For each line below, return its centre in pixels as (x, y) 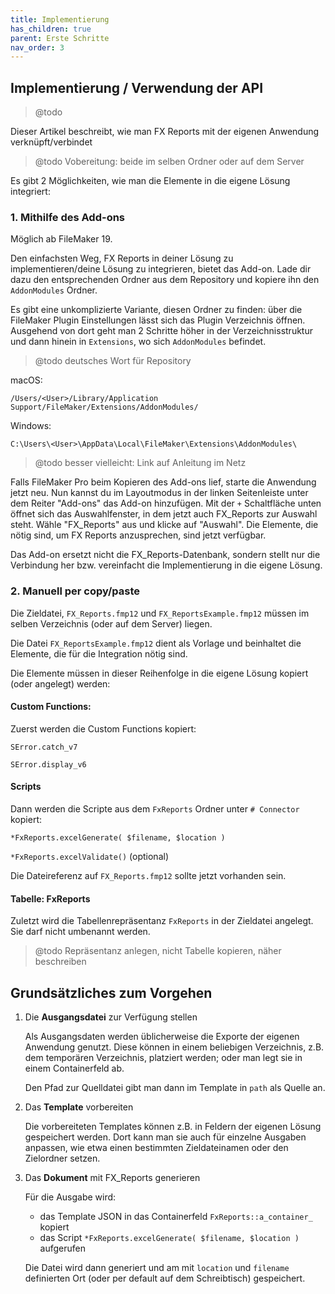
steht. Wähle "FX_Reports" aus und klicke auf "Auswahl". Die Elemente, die (164, 525)
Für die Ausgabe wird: (70, 1197)
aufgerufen (63, 1248)
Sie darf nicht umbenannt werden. (80, 932)
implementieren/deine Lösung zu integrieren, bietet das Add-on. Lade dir (161, 269)
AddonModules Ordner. (54, 290)
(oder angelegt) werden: (60, 683)
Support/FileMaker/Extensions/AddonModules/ (104, 407)
